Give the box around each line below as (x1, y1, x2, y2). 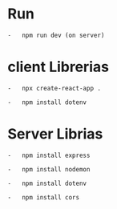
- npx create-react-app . (7, 84, 102, 92)
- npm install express (7, 151, 91, 159)
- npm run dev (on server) (7, 31, 105, 39)
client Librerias (7, 58, 110, 76)
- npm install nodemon (7, 165, 91, 173)
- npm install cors (7, 193, 80, 201)
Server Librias (7, 125, 103, 143)
